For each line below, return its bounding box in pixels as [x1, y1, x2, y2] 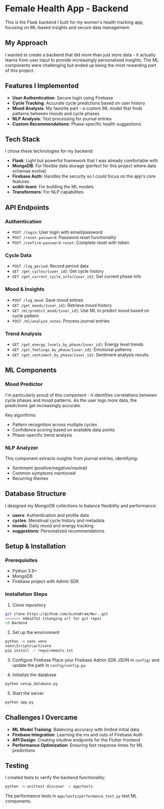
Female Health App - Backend [5, 3, 129, 14]
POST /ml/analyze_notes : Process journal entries [12, 318, 110, 324]
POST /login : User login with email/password [12, 229, 103, 235]
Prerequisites [5, 557, 38, 564]
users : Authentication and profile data [12, 512, 89, 518]
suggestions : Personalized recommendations [12, 528, 105, 534]
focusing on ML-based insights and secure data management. [5, 24, 131, 30]
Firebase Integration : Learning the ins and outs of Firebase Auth [12, 731, 143, 738]
